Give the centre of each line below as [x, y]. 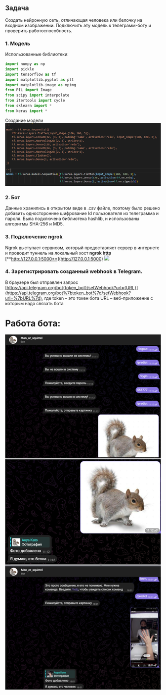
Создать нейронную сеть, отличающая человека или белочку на [74, 20]
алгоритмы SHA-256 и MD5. [35, 224]
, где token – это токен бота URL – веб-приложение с [97, 298]
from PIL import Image [28, 90]
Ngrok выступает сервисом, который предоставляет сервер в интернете [82, 248]
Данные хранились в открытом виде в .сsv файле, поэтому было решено [83, 208]
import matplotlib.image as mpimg [41, 85]
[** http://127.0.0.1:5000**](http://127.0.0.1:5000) [54, 259]
